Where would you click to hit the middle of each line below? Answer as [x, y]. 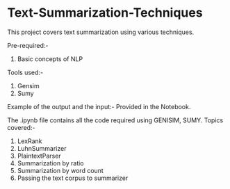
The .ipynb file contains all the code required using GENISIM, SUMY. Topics [115, 120]
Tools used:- [25, 72]
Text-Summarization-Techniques [105, 13]
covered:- [22, 127]
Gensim [28, 85]
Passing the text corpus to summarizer [73, 178]
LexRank [30, 141]
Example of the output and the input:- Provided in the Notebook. [99, 106]
